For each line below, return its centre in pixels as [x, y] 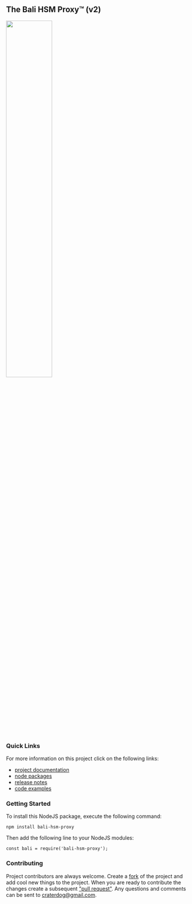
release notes [31, 782]
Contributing [25, 864]
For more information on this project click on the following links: [83, 759]
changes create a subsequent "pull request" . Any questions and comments [96, 888]
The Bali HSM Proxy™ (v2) [53, 10]
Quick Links [23, 745]
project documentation [42, 770]
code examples [33, 789]
